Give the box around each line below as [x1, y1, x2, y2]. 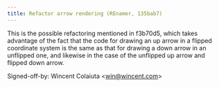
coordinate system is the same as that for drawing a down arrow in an [7, 43, 207, 52]
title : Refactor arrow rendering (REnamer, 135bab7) [7, 10, 163, 17]
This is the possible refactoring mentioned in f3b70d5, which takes [7, 29, 198, 37]
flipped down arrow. [7, 58, 64, 66]
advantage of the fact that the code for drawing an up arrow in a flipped [7, 36, 213, 45]
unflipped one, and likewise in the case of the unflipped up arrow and [7, 51, 206, 59]
